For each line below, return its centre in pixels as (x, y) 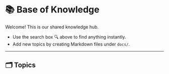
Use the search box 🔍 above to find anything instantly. (69, 37)
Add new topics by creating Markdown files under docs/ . (71, 44)
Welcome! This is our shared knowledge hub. (52, 27)
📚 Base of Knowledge (52, 10)
